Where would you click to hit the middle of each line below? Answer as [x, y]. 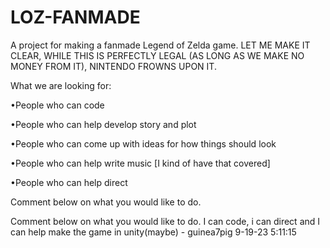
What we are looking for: [61, 85]
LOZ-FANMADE [75, 17]
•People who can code [57, 105]
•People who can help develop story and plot [103, 124]
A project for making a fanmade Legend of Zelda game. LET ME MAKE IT [160, 45]
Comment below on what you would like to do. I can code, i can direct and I [165, 221]
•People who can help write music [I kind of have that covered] [140, 163]
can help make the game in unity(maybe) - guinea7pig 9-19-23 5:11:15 [153, 232]
